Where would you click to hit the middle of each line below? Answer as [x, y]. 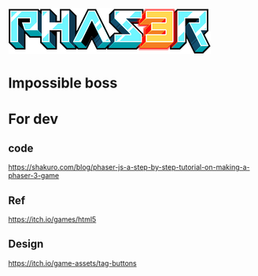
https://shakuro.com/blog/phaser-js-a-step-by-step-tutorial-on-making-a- [129, 167]
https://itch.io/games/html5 [52, 219]
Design [26, 244]
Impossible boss [63, 83]
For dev [33, 119]
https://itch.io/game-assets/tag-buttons [72, 263]
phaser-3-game [34, 176]
